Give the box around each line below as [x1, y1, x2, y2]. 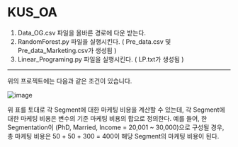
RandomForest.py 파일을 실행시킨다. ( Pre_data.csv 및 [17, 37, 171, 46]
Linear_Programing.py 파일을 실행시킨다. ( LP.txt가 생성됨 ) [17, 54, 184, 64]
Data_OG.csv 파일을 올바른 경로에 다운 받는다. [17, 28, 147, 37]
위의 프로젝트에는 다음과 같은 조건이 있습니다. [7, 76, 132, 85]
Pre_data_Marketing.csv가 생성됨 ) [17, 46, 117, 54]
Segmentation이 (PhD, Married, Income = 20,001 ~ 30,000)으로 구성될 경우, [7, 123, 225, 131]
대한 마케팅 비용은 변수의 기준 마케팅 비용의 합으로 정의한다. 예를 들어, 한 [7, 114, 208, 122]
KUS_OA [7, 4, 58, 20]
